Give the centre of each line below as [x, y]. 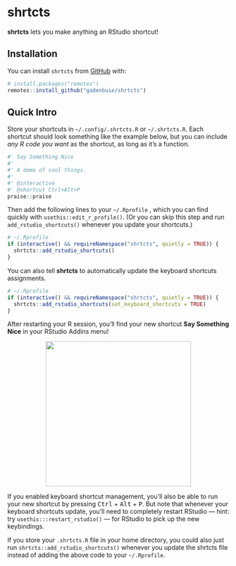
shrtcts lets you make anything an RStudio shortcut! [83, 32]
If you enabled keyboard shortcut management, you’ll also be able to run [113, 496]
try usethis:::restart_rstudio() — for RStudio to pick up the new [104, 519]
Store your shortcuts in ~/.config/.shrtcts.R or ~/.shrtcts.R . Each [106, 129]
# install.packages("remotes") [53, 84]
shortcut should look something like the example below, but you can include [117, 137]
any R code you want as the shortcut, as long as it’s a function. [99, 144]
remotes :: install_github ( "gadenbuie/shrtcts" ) [77, 90]
